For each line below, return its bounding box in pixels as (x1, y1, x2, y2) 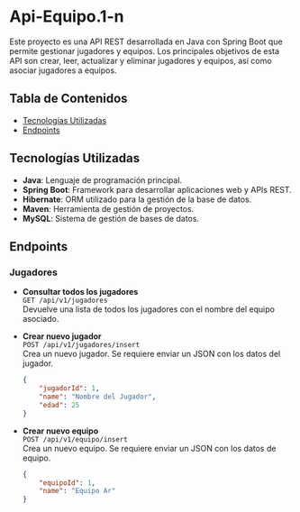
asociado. (22, 314, 59, 325)
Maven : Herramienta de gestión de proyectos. (22, 203, 195, 214)
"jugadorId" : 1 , (39, 384, 100, 393)
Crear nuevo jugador (22, 331, 102, 342)
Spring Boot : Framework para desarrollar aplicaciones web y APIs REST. (22, 184, 293, 195)
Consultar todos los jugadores (22, 287, 139, 297)
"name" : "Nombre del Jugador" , (39, 392, 157, 401)
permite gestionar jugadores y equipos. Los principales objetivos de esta (9, 45, 280, 56)
